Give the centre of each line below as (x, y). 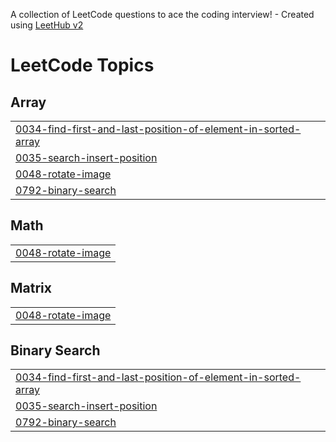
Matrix (31, 288)
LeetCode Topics (82, 65)
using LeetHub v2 (47, 25)
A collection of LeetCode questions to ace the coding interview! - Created (162, 14)
